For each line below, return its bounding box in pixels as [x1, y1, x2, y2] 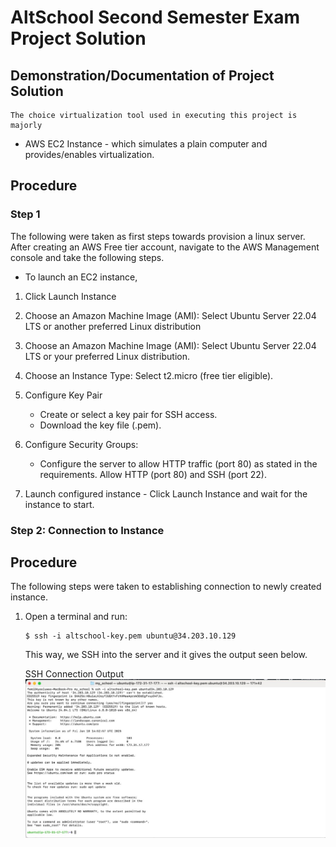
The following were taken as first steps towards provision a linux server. [10, 230, 306, 242]
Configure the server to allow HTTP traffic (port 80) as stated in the [39, 457, 318, 470]
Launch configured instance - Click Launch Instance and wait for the [24, 487, 308, 500]
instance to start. [24, 498, 95, 510]
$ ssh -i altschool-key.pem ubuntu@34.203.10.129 [24, 631, 237, 641]
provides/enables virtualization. [24, 149, 155, 160]
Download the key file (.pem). [39, 419, 162, 431]
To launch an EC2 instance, [24, 271, 138, 283]
